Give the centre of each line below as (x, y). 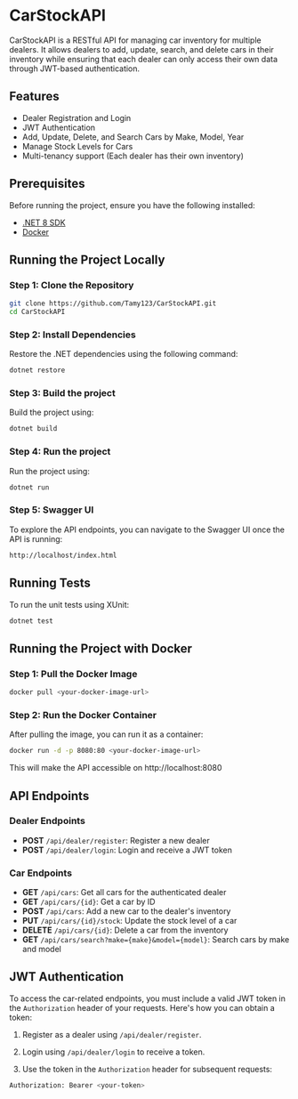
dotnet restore (37, 370)
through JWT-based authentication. (75, 69)
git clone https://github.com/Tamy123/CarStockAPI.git (113, 303)
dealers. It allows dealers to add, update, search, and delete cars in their (141, 49)
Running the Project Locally (87, 259)
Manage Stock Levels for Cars (77, 146)
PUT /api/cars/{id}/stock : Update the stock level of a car (129, 921)
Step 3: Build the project (62, 393)
